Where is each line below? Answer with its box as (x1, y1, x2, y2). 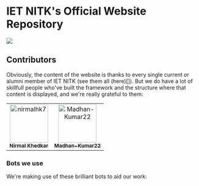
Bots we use (6, 159, 44, 167)
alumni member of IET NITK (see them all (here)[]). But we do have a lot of (6, 77, 194, 85)
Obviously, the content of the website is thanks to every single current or (6, 71, 189, 78)
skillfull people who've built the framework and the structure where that (6, 84, 186, 91)
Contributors (6, 55, 57, 65)
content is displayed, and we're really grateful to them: (6, 90, 143, 98)
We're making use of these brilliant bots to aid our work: (6, 173, 148, 181)
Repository (6, 17, 63, 31)
